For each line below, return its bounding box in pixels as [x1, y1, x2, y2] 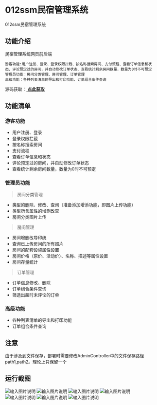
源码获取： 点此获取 [5, 86, 45, 92]
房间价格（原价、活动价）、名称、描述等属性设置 [12, 253, 108, 258]
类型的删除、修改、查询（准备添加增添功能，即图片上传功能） [12, 202, 136, 207]
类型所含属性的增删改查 [12, 208, 59, 214]
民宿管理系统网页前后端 [5, 51, 52, 56]
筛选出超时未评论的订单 [12, 292, 59, 297]
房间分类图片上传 [12, 214, 47, 220]
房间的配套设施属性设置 [12, 247, 59, 253]
